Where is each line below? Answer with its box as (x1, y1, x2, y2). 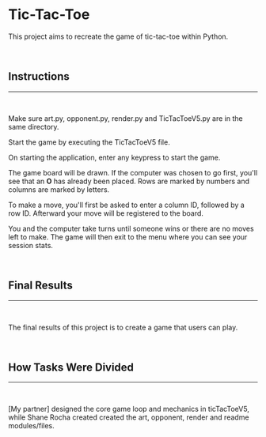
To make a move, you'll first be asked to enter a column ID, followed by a (8, 200, 245, 209)
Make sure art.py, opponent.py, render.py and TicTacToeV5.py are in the (8, 113, 243, 123)
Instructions (8, 70, 70, 84)
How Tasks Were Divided (8, 360, 135, 374)
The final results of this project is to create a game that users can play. (8, 322, 238, 332)
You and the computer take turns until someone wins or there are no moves (8, 224, 255, 233)
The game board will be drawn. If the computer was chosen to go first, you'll (8, 168, 258, 177)
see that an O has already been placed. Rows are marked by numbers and (8, 176, 250, 186)
